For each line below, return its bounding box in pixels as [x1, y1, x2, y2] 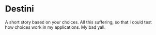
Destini [5, 3, 34, 14]
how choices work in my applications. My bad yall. [5, 24, 106, 30]
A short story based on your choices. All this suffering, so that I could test [5, 19, 152, 25]
